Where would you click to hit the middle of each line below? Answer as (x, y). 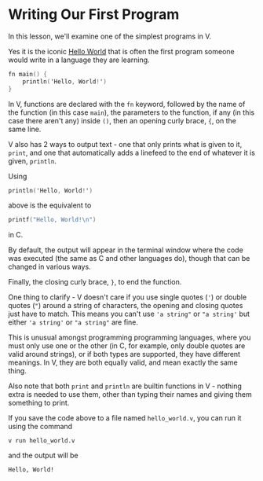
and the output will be (43, 455)
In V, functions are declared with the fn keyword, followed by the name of (127, 104)
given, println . (33, 161)
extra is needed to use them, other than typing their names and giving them (130, 395)
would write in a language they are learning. (79, 60)
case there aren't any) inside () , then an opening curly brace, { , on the (122, 120)
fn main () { (27, 74)
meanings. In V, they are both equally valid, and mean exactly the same (123, 362)
